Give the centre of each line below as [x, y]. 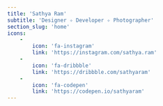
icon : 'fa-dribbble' [62, 66]
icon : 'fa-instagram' [64, 46]
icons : [17, 33]
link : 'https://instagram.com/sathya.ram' [95, 53]
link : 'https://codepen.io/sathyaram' [88, 91]
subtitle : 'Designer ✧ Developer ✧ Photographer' [81, 20]
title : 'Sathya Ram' [37, 14]
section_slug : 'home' [39, 26]
